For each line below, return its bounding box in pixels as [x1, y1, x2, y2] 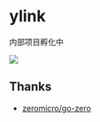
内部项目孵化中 [9, 36, 64, 47]
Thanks [9, 80, 52, 95]
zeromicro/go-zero [21, 103, 91, 113]
